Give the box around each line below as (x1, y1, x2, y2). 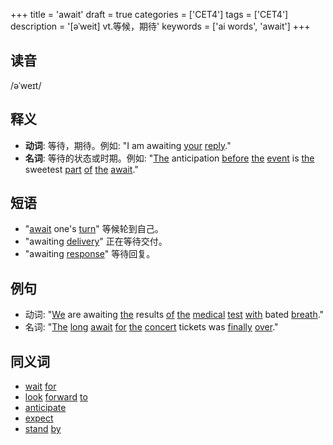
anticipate (24, 402, 67, 414)
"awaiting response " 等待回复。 (24, 248, 156, 260)
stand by (24, 423, 62, 435)
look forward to (24, 391, 88, 403)
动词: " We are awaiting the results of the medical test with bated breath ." (24, 309, 325, 321)
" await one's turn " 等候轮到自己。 (24, 223, 164, 235)
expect (24, 412, 54, 424)
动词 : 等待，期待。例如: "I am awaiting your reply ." (24, 139, 232, 151)
